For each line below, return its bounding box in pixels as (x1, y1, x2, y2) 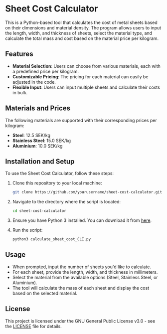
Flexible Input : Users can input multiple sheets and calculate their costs (12, 84, 161, 90)
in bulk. (12, 89, 28, 95)
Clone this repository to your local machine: (12, 180, 102, 186)
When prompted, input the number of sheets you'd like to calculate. (12, 264, 151, 270)
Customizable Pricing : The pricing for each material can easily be (12, 73, 149, 80)
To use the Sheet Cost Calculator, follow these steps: (5, 170, 114, 176)
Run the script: (12, 227, 43, 233)
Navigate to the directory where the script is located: (12, 199, 121, 205)
